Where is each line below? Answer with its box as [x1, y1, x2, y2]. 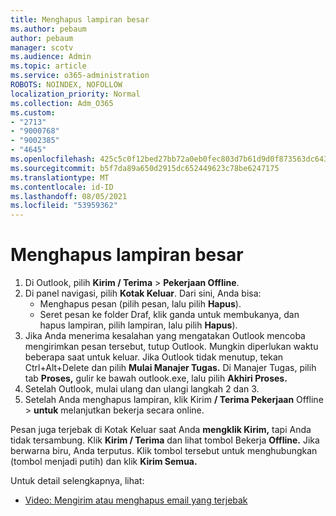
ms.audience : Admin [10, 52, 92, 62]
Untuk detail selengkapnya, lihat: [10, 475, 145, 487]
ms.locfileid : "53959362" [10, 201, 118, 211]
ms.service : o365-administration [10, 71, 150, 81]
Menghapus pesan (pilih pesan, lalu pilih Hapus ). [39, 298, 242, 310]
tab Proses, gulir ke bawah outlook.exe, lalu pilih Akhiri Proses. [24, 372, 288, 385]
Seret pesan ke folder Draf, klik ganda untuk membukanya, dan [39, 309, 300, 321]
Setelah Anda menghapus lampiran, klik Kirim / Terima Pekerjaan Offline [24, 394, 324, 406]
